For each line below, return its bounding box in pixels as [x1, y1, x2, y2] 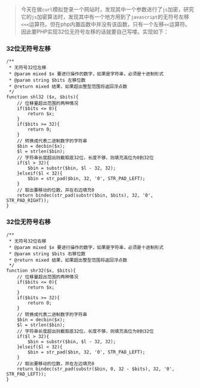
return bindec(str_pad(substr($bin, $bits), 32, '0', [17, 193, 153, 198]
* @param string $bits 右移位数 [8, 250, 86, 257]
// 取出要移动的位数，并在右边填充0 [17, 187, 94, 193]
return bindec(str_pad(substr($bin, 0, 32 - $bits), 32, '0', [17, 366, 175, 372]
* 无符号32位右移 [8, 238, 47, 244]
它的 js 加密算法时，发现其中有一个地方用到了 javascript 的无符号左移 [20, 13, 189, 20]
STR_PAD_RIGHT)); [6, 198, 50, 204]
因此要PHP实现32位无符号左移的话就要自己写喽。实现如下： [20, 28, 169, 35]
